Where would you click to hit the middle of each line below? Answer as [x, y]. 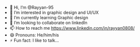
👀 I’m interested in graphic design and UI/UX [54, 12]
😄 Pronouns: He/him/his [34, 35]
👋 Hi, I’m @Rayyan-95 [32, 7]
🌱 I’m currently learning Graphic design [49, 18]
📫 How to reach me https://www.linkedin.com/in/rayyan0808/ [72, 28]
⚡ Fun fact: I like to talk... [34, 40]
